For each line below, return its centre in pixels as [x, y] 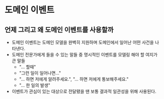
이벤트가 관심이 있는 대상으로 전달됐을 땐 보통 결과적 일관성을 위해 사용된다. [84, 91]
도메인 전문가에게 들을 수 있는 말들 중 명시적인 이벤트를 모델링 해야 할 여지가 [85, 55]
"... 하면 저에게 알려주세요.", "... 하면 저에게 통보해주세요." [74, 79]
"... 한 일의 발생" [34, 85]
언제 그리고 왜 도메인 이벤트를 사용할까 [59, 30]
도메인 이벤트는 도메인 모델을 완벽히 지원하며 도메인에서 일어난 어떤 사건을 [83, 42]
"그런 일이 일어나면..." [40, 73]
